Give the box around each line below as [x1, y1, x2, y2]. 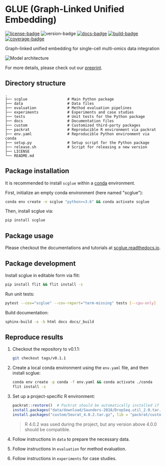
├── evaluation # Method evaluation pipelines [5, 105, 132, 110]
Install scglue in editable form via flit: [5, 272, 80, 278]
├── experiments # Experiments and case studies [5, 109, 134, 115]
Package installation [5, 167, 69, 175]
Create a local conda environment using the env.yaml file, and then [12, 365, 149, 371]
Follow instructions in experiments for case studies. [12, 455, 117, 461]
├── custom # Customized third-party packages [5, 123, 141, 128]
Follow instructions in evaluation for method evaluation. [12, 446, 126, 452]
